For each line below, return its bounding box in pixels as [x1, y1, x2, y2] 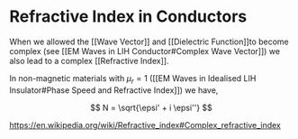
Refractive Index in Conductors [9, 6, 248, 27]
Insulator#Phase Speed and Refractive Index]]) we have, [9, 84, 219, 96]
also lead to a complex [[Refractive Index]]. [9, 55, 169, 66]
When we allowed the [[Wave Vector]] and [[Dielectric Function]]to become [9, 36, 290, 47]
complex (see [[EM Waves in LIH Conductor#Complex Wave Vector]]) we [9, 45, 281, 56]
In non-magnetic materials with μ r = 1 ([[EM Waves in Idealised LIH [9, 72, 257, 86]
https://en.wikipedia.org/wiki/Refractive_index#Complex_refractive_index [9, 119, 282, 130]
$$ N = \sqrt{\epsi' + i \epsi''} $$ [89, 102, 213, 113]
